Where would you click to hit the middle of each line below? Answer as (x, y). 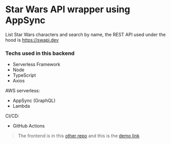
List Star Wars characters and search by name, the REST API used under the (86, 34)
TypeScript (24, 75)
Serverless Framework (36, 65)
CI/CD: (12, 116)
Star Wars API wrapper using (68, 9)
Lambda (21, 106)
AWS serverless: (23, 91)
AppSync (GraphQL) (34, 100)
